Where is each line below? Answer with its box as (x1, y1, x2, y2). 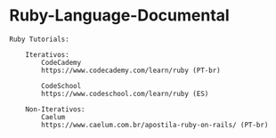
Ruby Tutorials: (9, 35, 69, 44)
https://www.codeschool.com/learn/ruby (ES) (41, 89, 209, 98)
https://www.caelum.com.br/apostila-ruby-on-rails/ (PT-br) (41, 120, 269, 129)
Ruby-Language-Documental (9, 5, 230, 26)
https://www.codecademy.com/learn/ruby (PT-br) (41, 66, 221, 75)
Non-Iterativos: (25, 104, 86, 114)
